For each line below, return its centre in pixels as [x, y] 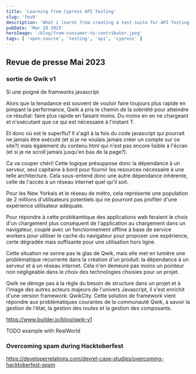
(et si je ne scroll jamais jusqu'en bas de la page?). [67, 152]
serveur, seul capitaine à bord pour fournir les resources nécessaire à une [95, 169]
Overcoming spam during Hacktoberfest [65, 346]
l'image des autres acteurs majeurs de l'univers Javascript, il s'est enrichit [95, 289]
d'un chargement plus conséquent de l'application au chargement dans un [96, 223]
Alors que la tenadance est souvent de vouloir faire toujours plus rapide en [96, 103]
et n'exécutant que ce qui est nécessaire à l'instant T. [71, 122]
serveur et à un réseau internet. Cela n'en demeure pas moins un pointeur [95, 265]
